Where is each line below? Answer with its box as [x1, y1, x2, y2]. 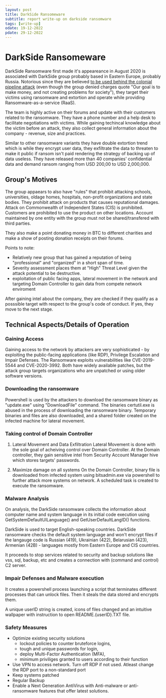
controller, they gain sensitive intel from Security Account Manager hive [12, 452, 159, 458]
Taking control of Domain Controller [5, 430, 93, 437]
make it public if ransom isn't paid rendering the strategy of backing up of [5, 150, 155, 156]
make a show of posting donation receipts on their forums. [5, 235, 124, 241]
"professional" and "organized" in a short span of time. [12, 259, 124, 265]
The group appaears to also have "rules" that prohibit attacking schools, [5, 189, 152, 194]
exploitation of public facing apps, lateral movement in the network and [12, 275, 158, 281]
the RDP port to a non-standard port [12, 667, 86, 673]
